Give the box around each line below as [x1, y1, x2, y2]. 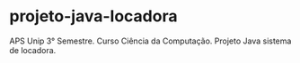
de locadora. [9, 44, 57, 55]
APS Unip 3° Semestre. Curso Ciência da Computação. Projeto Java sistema [9, 35, 292, 46]
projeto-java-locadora [9, 6, 178, 27]
